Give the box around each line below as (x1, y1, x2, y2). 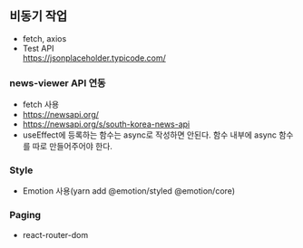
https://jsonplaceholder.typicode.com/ (22, 52, 166, 63)
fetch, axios (22, 33, 67, 43)
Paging (9, 209, 42, 222)
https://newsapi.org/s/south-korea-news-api (22, 119, 191, 129)
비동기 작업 (9, 8, 68, 24)
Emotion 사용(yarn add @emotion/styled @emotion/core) (22, 186, 236, 196)
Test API (22, 43, 54, 53)
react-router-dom (22, 229, 89, 240)
